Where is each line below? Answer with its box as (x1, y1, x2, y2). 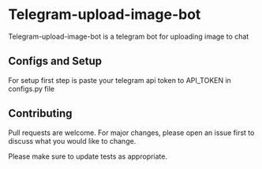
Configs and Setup (8, 54, 103, 68)
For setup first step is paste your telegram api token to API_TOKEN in (8, 75, 231, 84)
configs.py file (8, 84, 55, 93)
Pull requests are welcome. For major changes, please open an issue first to (8, 128, 255, 137)
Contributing (8, 107, 73, 120)
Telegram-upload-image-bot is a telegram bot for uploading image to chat (8, 32, 249, 41)
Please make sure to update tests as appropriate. (8, 152, 168, 161)
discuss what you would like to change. (8, 136, 137, 145)
